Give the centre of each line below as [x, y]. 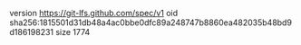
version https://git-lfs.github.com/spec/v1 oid [94, 13]
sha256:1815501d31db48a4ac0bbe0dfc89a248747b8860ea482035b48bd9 [151, 22]
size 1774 [73, 32]
